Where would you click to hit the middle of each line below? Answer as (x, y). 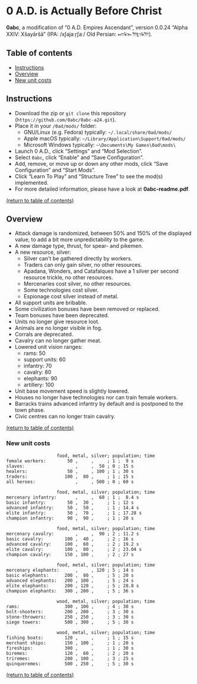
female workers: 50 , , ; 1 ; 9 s (70, 461)
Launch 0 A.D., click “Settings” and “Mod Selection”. (79, 151)
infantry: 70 (38, 366)
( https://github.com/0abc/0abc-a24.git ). (65, 119)
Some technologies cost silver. (61, 290)
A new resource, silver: (43, 252)
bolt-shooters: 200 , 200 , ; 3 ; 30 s (70, 611)
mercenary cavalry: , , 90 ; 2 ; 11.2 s (73, 534)
